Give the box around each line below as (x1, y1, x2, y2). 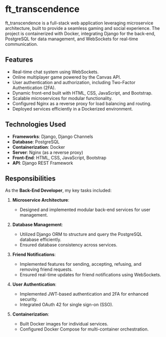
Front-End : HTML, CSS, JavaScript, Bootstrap (12, 154, 107, 160)
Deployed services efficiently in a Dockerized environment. (12, 106, 133, 112)
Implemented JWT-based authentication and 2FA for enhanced (19, 291, 149, 297)
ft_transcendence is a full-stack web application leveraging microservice (5, 20, 154, 26)
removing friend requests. (19, 266, 73, 272)
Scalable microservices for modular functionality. (12, 95, 113, 101)
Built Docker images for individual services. (19, 321, 109, 327)
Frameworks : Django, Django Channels (12, 133, 93, 139)
